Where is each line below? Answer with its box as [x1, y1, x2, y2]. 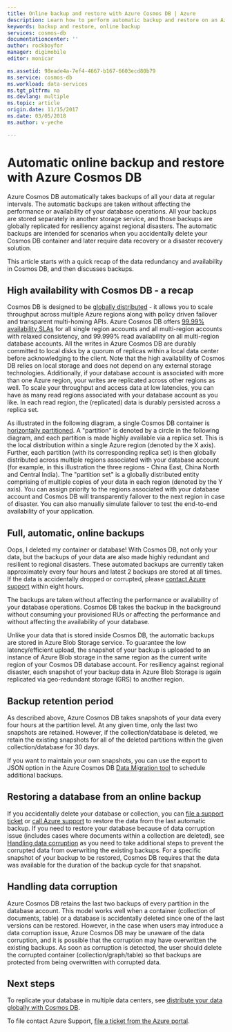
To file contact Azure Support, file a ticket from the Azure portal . [7, 1017, 190, 1025]
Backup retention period [7, 695, 114, 707]
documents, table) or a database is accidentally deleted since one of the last [7, 914, 224, 922]
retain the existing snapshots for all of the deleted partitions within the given [7, 735, 224, 744]
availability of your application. [7, 507, 95, 516]
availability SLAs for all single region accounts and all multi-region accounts [7, 325, 222, 333]
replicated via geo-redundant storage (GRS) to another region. [7, 675, 184, 684]
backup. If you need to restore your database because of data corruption [7, 824, 215, 832]
